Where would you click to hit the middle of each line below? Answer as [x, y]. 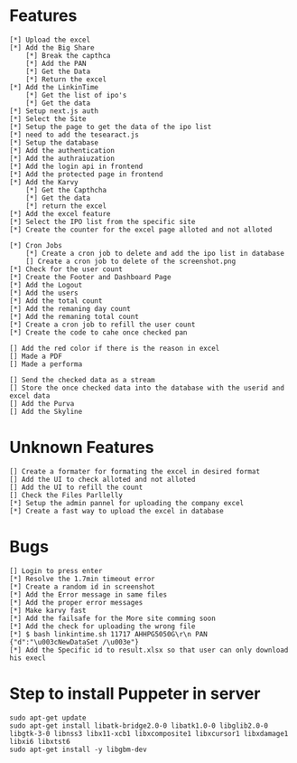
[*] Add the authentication [62, 150]
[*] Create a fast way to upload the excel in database [116, 511]
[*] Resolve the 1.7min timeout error [82, 579]
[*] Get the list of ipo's [76, 95]
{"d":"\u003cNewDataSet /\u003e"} [74, 642]
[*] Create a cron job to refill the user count [102, 325]
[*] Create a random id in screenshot [82, 587]
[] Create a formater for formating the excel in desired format [135, 471]
